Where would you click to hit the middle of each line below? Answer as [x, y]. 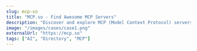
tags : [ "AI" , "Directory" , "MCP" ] [48, 39]
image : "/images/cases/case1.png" [48, 28]
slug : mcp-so [22, 11]
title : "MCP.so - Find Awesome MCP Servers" [61, 17]
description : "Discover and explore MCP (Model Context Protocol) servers [99, 22]
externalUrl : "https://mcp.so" [44, 33]
